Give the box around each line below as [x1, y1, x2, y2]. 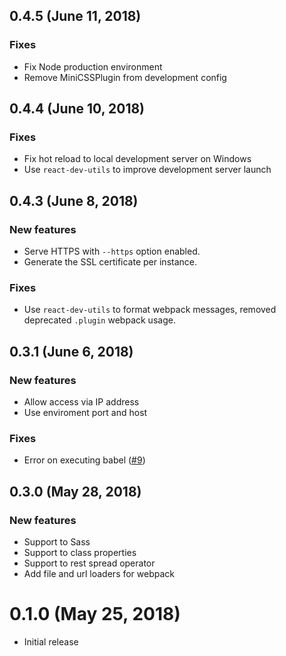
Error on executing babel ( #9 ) [23, 454, 146, 466]
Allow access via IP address [23, 396, 140, 408]
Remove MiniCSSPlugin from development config [23, 71, 227, 83]
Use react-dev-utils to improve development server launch [23, 164, 272, 176]
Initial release [23, 635, 79, 648]
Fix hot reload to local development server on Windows [23, 153, 252, 165]
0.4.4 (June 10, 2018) [9, 100, 146, 118]
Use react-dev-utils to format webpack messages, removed [23, 304, 277, 316]
